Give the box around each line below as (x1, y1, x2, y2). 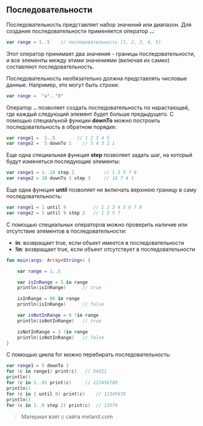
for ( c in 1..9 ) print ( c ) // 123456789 (6, 380, 118, 386)
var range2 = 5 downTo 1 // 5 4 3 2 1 (6, 141, 115, 147)
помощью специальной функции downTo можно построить (6, 116, 161, 124)
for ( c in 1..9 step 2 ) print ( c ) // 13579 (6, 402, 118, 408)
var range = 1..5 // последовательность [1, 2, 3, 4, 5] (6, 39, 162, 45)
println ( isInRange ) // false (17, 301, 104, 308)
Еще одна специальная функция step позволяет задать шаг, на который (6, 151, 193, 159)
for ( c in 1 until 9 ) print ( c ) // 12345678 (6, 391, 126, 397)
